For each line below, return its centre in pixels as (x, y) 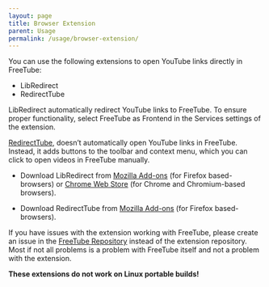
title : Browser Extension (52, 23)
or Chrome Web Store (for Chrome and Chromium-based (151, 184)
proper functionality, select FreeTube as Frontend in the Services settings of (134, 119)
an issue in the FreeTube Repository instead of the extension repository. (128, 241)
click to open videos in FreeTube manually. (79, 160)
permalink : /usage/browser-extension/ (74, 38)
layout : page (30, 16)
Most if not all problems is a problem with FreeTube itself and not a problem (134, 250)
